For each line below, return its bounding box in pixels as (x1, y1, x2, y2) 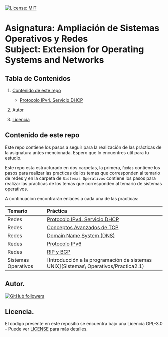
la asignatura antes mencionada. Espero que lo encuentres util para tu (5, 149, 149, 155)
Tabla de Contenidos (5, 74, 71, 83)
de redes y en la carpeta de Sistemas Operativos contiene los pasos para (5, 175, 156, 181)
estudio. (5, 155, 22, 161)
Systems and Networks (5, 54, 104, 66)
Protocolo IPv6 (47, 240, 82, 247)
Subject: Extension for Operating (5, 44, 144, 55)
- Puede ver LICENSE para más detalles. (5, 326, 88, 332)
